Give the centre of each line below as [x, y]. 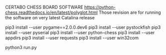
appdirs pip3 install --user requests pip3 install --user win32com [72, 38]
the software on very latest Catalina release [50, 18]
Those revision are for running [130, 12]
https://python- [100, 7]
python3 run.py [21, 47]
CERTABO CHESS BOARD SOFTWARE [44, 7]
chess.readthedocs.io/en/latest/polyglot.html [51, 12]
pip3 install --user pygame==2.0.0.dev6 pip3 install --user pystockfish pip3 [83, 27]
